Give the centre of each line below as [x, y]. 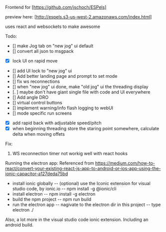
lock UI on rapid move [35, 61]
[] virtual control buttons [37, 103]
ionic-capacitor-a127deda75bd [37, 174]
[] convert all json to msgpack [43, 51]
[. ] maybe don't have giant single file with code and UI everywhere [81, 92]
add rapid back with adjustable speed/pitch [57, 123]
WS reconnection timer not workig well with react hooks [70, 154]
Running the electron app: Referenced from [50, 163]
